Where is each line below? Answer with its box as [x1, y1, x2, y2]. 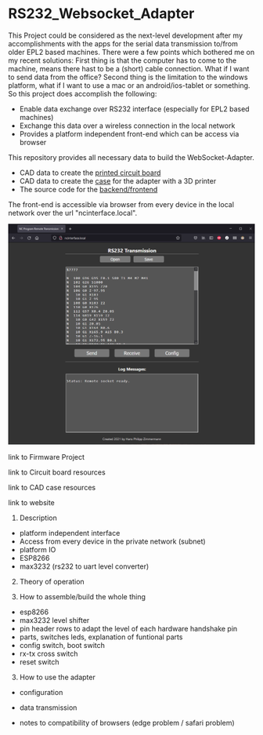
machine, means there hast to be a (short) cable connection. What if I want [8, 64, 250, 73]
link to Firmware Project [8, 453, 85, 462]
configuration [19, 688, 63, 697]
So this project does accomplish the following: [8, 89, 157, 98]
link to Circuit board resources [8, 468, 106, 477]
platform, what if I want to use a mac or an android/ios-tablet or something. [8, 80, 250, 90]
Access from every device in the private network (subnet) [19, 537, 206, 546]
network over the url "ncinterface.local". [8, 208, 138, 217]
